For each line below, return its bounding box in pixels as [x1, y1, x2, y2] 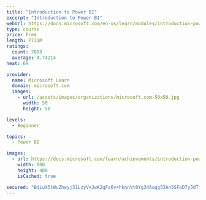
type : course [6, 26, 40, 33]
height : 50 [22, 106, 51, 112]
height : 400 [17, 167, 48, 174]
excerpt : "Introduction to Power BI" [6, 15, 103, 21]
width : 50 [22, 100, 48, 106]
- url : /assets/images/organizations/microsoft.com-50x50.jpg [17, 94, 180, 101]
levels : [6, 117, 26, 123]
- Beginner [12, 122, 40, 129]
